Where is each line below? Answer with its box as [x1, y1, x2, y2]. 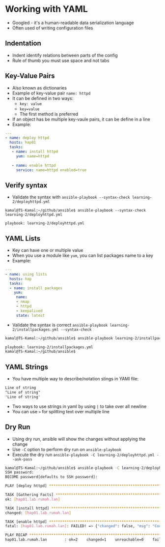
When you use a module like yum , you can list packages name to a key [12, 252, 154, 259]
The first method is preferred [19, 111, 79, 117]
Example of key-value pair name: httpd [12, 90, 91, 96]
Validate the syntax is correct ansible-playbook [12, 322, 108, 328]
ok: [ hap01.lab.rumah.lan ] [5, 497, 60, 502]
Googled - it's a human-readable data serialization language [12, 20, 134, 26]
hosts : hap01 [9, 140, 36, 145]
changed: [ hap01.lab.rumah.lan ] [5, 510, 71, 515]
